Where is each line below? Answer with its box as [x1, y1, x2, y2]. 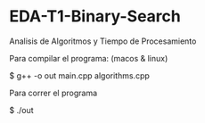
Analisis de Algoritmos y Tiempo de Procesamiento [9, 36, 197, 46]
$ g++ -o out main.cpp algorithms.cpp [9, 70, 150, 81]
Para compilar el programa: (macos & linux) [9, 53, 168, 63]
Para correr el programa [9, 87, 98, 98]
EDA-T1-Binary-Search [9, 6, 181, 27]
